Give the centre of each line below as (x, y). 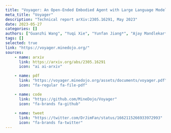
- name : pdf (27, 76)
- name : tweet (29, 113)
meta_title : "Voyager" (29, 15)
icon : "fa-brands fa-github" (50, 104)
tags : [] (15, 39)
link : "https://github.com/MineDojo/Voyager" (68, 99)
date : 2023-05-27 (24, 24)
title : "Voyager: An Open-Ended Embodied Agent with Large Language (79, 10)
